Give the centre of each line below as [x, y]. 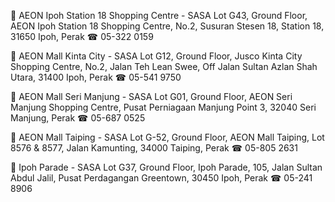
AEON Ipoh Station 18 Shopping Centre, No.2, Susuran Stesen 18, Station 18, [167, 26]
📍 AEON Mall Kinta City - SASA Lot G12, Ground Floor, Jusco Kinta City [156, 56]
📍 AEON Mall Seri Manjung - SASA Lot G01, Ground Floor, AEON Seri [151, 96]
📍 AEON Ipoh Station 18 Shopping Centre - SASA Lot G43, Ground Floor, [159, 15]
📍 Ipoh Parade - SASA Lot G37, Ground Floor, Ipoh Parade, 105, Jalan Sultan [166, 167]
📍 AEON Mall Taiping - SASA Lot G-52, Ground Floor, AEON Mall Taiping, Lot [167, 137]
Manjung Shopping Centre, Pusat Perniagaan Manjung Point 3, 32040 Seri [163, 107]
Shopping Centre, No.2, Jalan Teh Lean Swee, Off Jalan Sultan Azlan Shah [164, 66]
